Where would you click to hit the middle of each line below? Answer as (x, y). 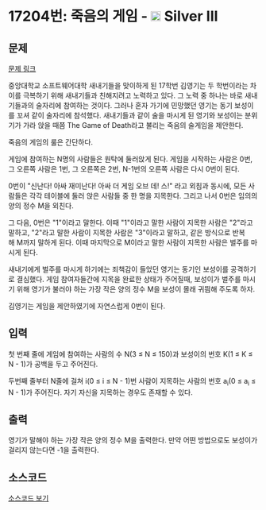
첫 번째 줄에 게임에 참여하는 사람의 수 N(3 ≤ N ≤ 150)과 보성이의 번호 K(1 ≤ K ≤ (131, 354)
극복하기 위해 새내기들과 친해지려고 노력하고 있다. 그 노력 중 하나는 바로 (133, 95)
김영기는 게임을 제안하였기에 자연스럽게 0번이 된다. (87, 306)
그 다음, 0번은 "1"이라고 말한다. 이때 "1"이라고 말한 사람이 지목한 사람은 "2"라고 (131, 222)
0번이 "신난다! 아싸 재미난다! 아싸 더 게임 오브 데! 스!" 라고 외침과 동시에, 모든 (127, 186)
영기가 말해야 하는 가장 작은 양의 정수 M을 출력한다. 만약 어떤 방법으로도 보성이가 (133, 440)
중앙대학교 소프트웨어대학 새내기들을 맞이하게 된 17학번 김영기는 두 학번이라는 (128, 85)
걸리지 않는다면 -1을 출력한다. (54, 450)
